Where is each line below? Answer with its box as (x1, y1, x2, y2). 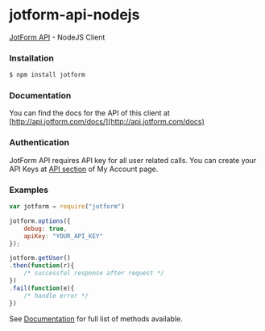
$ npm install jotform (9, 71, 85, 79)
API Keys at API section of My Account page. (9, 164, 159, 174)
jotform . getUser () (9, 254, 71, 262)
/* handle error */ (23, 291, 89, 300)
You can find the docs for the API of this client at (9, 108, 170, 118)
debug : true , (23, 224, 68, 233)
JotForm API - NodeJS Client (9, 32, 106, 42)
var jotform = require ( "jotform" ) (9, 203, 126, 211)
